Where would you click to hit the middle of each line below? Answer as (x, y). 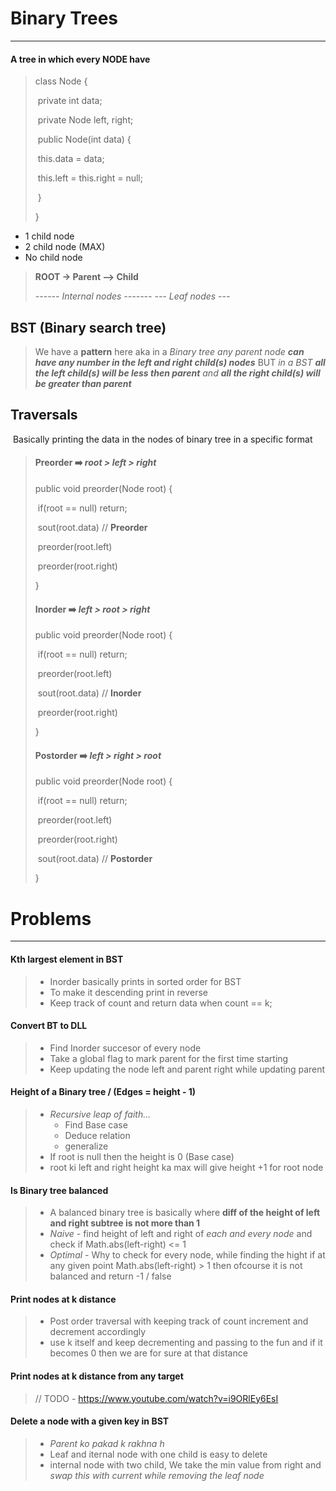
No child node (53, 258)
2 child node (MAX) (65, 247)
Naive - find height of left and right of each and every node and (181, 1234)
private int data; (70, 101)
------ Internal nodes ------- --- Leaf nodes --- (132, 296)
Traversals (44, 415)
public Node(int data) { (84, 139)
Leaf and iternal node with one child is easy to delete (158, 1454)
